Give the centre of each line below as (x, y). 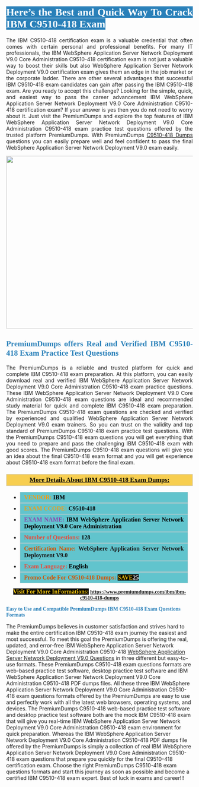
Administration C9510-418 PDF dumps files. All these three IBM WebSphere (98, 684)
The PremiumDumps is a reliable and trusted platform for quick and (99, 368)
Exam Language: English (56, 567)
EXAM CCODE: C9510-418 (60, 508)
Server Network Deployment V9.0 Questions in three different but (86, 658)
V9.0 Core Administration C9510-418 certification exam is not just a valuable (99, 59)
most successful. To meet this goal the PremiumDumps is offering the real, (97, 639)
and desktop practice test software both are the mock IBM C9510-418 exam (99, 715)
